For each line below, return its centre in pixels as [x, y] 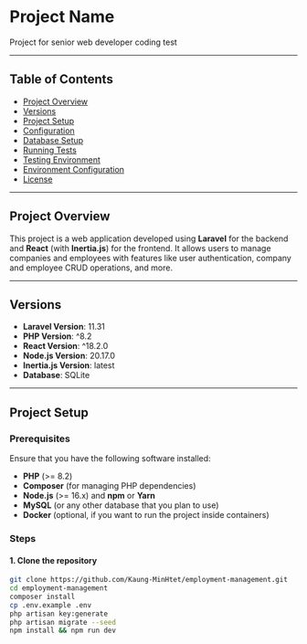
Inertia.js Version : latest [69, 365]
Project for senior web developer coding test [94, 42]
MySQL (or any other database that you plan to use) [121, 505]
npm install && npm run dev [63, 631]
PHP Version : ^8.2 [57, 336]
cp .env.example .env [51, 605]
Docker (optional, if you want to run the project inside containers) [146, 515]
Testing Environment [61, 159]
